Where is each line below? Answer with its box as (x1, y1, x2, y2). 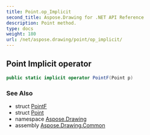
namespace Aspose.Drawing (14, 115, 87, 122)
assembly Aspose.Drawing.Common (14, 121, 105, 129)
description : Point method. (6, 20, 77, 26)
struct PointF (14, 103, 47, 110)
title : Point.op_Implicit (6, 8, 71, 15)
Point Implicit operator (6, 59, 92, 69)
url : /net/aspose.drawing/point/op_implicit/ (6, 37, 122, 43)
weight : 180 (6, 31, 36, 37)
